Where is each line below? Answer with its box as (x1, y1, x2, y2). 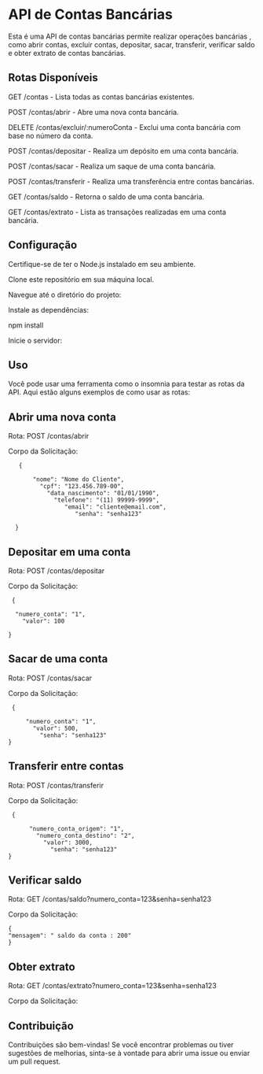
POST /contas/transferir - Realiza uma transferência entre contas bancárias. (8, 176, 255, 186)
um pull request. (8, 1057, 61, 1066)
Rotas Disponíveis (8, 71, 98, 84)
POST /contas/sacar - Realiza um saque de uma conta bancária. (8, 161, 216, 171)
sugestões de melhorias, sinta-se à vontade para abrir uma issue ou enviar (8, 1049, 250, 1058)
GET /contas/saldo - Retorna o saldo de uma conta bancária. (8, 191, 205, 202)
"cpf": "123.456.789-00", (39, 483, 125, 491)
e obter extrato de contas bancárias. (8, 48, 126, 57)
